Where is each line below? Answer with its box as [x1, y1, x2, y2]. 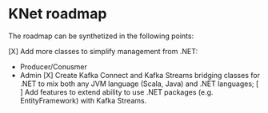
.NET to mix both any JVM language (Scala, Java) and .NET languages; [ [19, 79, 259, 88]
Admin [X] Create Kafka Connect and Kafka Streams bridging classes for [19, 70, 260, 80]
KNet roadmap [8, 5, 107, 23]
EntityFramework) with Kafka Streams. [19, 95, 147, 105]
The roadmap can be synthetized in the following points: [8, 31, 194, 41]
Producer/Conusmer [19, 61, 88, 72]
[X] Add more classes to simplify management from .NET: [8, 46, 198, 56]
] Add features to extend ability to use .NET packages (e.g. [19, 87, 214, 96]
